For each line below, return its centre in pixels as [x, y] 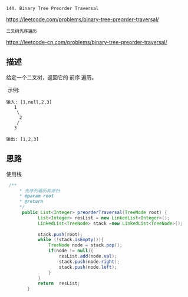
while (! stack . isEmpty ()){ [71, 240]
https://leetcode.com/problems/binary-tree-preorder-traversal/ [83, 19]
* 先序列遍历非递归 [39, 191]
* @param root [37, 196]
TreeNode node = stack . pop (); [85, 245]
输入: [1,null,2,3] [29, 102]
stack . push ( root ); [60, 234]
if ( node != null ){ [71, 251]
